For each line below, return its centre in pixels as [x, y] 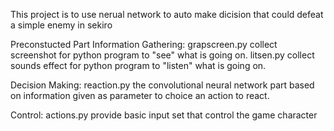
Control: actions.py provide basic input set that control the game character [164, 115]
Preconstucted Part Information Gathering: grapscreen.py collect [144, 44]
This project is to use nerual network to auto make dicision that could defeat [167, 14]
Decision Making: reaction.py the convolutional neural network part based [162, 85]
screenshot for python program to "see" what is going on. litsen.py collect [162, 55]
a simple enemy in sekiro [61, 25]
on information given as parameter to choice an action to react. [140, 95]
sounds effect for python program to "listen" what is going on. [138, 65]
